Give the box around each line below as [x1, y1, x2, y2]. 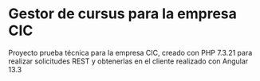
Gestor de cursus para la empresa [8, 5, 238, 23]
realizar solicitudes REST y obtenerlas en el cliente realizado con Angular [8, 56, 249, 66]
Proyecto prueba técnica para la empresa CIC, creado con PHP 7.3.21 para [8, 48, 253, 57]
